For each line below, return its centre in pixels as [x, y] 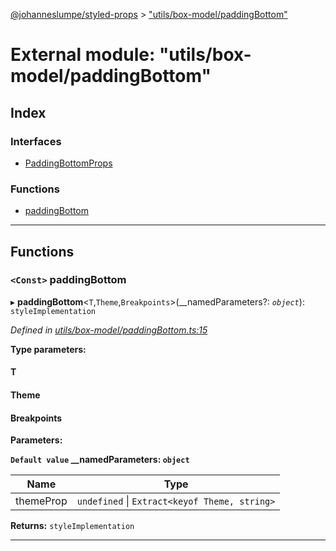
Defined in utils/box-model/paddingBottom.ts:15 [109, 330]
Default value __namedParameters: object [100, 460]
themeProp [41, 501]
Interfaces [36, 141]
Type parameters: [48, 349]
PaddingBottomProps [68, 163]
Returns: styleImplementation [72, 526]
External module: [83, 55]
